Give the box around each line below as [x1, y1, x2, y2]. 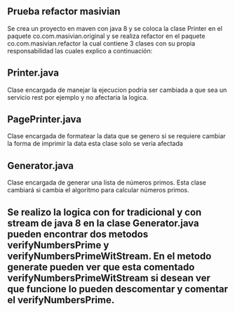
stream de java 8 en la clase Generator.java [7, 217, 199, 229]
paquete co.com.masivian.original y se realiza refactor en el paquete [7, 32, 206, 40]
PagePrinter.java [7, 114, 82, 126]
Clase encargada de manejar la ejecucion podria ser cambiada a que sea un [7, 86, 227, 94]
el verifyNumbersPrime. [7, 294, 115, 306]
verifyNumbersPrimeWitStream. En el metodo [7, 250, 212, 262]
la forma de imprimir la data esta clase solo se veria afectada [7, 140, 184, 148]
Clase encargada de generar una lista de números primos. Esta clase [7, 178, 207, 187]
